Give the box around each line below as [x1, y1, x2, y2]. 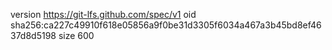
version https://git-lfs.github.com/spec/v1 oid [10, 9, 197, 20]
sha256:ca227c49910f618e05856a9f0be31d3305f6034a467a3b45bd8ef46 [10, 19, 322, 31]
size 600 [58, 30, 95, 41]
